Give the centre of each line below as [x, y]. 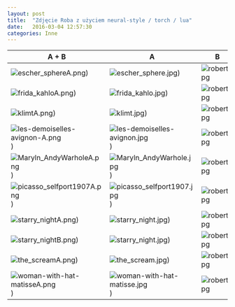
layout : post [26, 14]
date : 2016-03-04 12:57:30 [50, 27]
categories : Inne [33, 33]
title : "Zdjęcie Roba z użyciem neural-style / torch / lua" [100, 20]
